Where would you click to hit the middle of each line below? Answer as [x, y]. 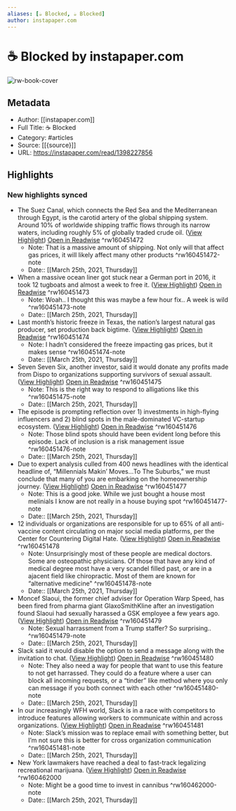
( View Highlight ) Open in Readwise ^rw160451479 [90, 621]
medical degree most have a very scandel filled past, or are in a [120, 568]
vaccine [29, 531]
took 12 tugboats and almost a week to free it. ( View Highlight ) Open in [120, 285]
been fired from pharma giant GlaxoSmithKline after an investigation [116, 606]
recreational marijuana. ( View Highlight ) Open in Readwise [102, 770]
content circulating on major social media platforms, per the [128, 531]
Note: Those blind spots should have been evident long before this [124, 434]
